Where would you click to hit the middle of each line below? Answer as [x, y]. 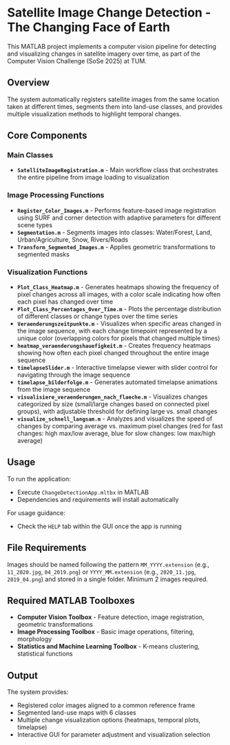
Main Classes [30, 155]
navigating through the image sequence [74, 375]
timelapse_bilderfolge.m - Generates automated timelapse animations [117, 382]
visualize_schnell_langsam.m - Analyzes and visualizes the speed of [115, 419]
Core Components [47, 136]
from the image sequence [54, 390]
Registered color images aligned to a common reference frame [106, 705]
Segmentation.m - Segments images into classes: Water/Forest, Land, [114, 232]
